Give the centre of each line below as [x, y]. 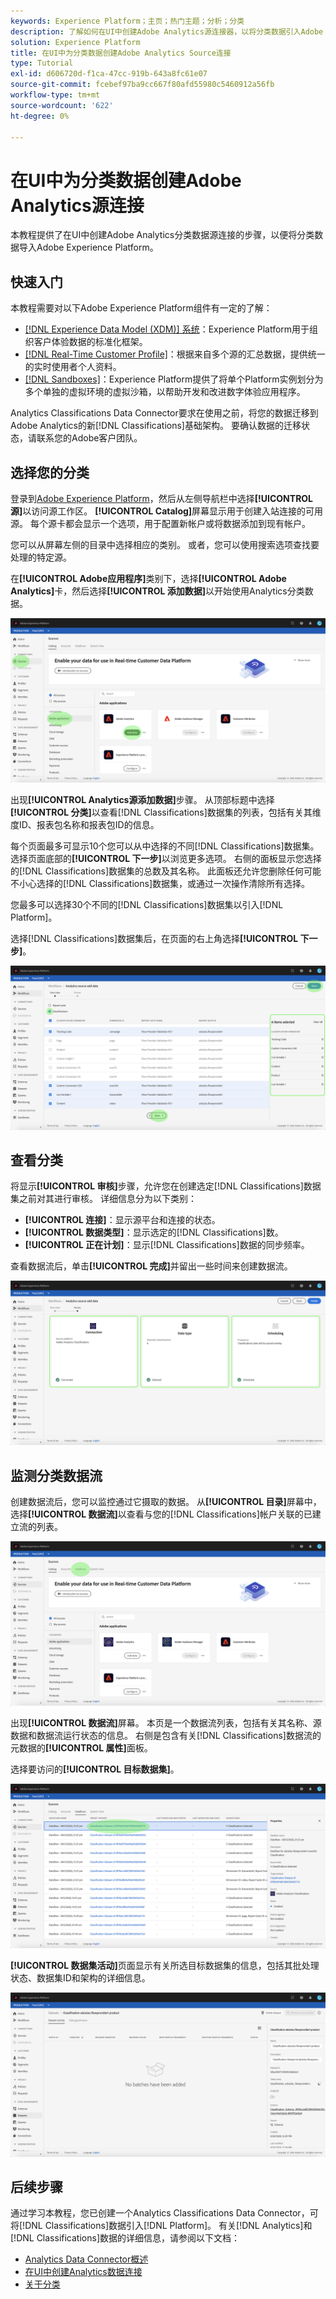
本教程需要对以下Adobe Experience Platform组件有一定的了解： [141, 308]
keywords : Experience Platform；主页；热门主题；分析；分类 [127, 21]
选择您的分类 [50, 472]
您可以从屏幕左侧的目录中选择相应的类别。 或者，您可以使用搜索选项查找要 [165, 544]
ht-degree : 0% [40, 116]
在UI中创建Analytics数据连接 [83, 2272]
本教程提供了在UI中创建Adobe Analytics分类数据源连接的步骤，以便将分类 [162, 235]
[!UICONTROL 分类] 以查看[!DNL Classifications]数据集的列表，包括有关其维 [166, 812]
